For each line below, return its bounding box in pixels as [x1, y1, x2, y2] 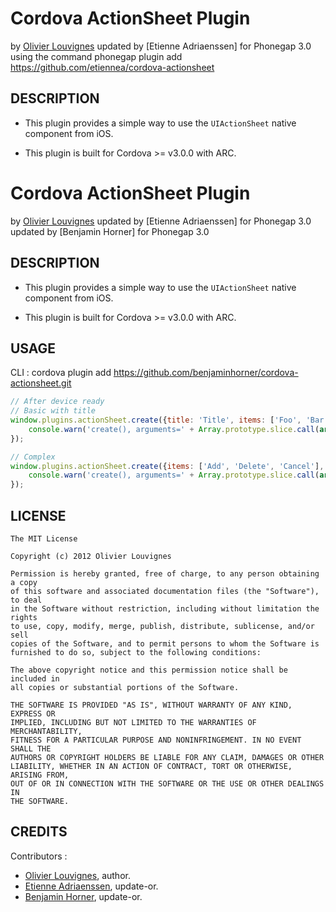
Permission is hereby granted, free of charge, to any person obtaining [10, 569, 320, 579]
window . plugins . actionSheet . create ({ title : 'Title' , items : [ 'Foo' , [10, 415, 302, 426]
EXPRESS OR [10, 709, 56, 719]
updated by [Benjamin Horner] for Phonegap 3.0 [10, 225, 210, 237]
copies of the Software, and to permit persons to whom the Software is [10, 639, 320, 649]
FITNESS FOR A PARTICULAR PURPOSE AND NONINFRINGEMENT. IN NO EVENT [10, 735, 302, 745]
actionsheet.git [10, 377, 72, 389]
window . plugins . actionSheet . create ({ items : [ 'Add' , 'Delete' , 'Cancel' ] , [10, 461, 325, 471]
